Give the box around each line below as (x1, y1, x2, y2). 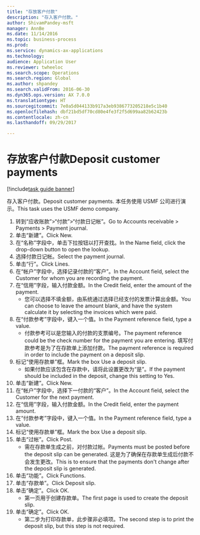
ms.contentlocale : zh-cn (7, 114, 69, 120)
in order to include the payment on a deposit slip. (24, 351, 145, 358)
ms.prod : (7, 42, 29, 48)
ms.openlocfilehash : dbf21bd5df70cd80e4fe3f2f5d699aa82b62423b (7, 109, 168, 115)
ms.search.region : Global (7, 75, 71, 81)
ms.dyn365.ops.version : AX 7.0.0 (7, 92, 90, 98)
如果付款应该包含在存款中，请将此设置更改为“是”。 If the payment (24, 365, 186, 373)
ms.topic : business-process (7, 36, 77, 42)
